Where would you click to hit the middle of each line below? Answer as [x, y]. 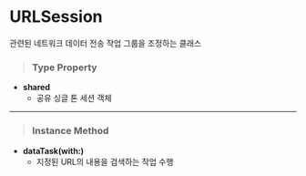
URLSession [56, 17]
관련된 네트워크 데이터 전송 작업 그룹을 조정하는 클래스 [106, 43]
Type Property [64, 67]
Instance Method [70, 131]
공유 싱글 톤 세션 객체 [74, 98]
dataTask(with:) [53, 150]
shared [36, 88]
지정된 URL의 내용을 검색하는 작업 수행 [105, 161]
